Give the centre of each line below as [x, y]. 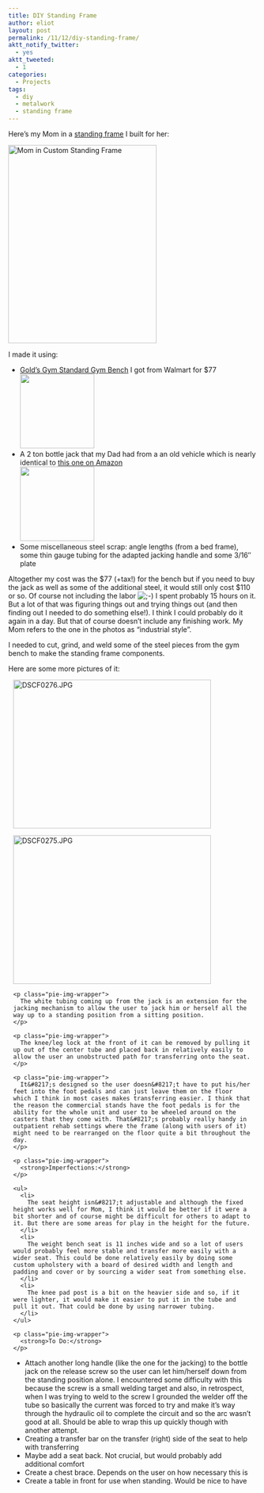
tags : [17, 89]
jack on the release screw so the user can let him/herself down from [136, 1371]
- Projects [33, 82]
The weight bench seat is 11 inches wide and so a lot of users [135, 1244]
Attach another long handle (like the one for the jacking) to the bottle [136, 1363]
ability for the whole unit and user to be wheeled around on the [125, 1112]
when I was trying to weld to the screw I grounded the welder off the [136, 1397]
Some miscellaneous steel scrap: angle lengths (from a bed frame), [129, 547]
